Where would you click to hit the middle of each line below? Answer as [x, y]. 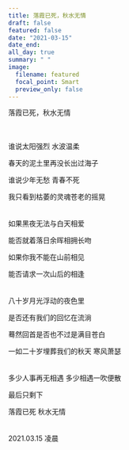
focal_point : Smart [47, 82]
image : [19, 67]
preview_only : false [49, 89]
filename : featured [47, 74]
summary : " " [30, 60]
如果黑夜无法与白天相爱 [46, 223]
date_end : [25, 45]
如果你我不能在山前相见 [46, 257]
